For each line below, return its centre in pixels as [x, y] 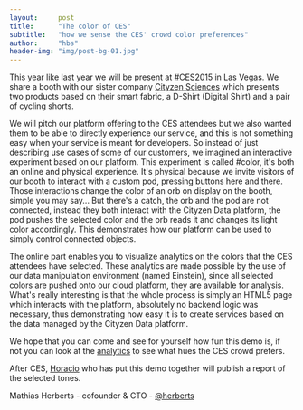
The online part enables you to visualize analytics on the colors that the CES [151, 257]
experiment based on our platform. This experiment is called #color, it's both [152, 162]
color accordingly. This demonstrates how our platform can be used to [141, 229]
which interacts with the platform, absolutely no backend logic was [134, 305]
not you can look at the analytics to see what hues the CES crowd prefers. [147, 351]
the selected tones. [45, 378]
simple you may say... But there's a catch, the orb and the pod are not [139, 201]
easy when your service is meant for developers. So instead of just [134, 143]
